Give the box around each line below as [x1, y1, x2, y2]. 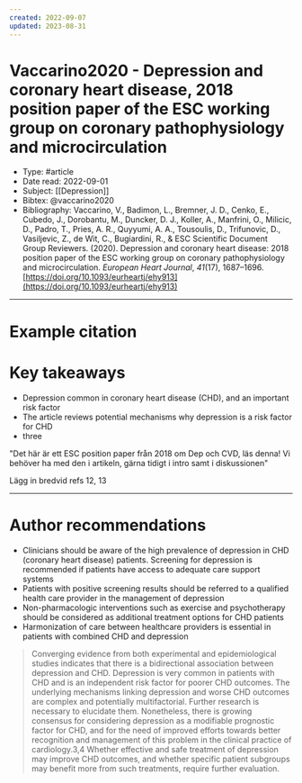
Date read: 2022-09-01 [22, 176, 109, 187]
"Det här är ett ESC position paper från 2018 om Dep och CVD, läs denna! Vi [9, 447, 290, 459]
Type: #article [22, 166, 75, 177]
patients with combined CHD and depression [22, 631, 189, 642]
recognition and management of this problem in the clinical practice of [31, 734, 292, 745]
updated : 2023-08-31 [9, 22, 87, 31]
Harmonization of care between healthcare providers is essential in [22, 621, 271, 632]
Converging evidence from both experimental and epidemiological [31, 648, 277, 659]
